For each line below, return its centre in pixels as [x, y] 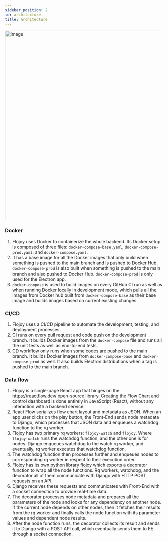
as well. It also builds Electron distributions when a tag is [99, 361]
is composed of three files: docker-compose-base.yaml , [68, 247]
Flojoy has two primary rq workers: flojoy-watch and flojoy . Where [82, 433]
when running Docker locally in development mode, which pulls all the [84, 290]
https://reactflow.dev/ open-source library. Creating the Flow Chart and [86, 396]
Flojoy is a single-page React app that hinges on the [66, 391]
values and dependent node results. [49, 518]
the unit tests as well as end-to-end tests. [55, 345]
